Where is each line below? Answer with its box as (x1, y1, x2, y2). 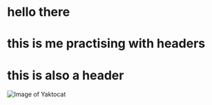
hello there (7, 4, 70, 20)
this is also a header (7, 67, 124, 83)
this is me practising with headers (7, 36, 206, 52)
